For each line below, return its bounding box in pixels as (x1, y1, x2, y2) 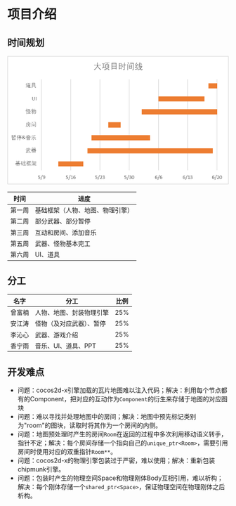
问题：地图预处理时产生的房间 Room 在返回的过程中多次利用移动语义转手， (17, 430, 228, 439)
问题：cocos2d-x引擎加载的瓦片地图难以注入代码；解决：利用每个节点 (17, 386, 221, 394)
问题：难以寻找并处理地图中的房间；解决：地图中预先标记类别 (17, 413, 197, 421)
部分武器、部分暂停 (34, 217, 91, 226)
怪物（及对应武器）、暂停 (34, 319, 106, 327)
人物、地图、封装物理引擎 (34, 309, 109, 317)
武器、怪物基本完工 (34, 239, 91, 247)
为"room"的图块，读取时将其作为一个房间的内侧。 (17, 421, 162, 429)
